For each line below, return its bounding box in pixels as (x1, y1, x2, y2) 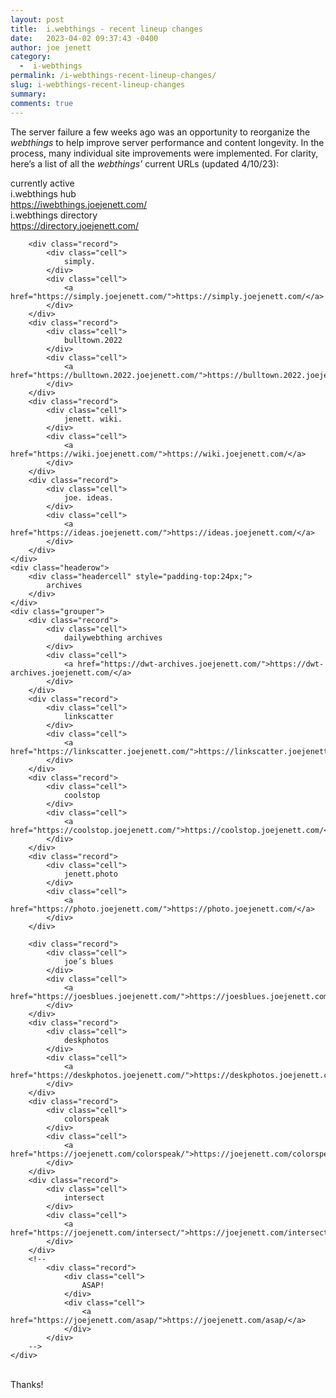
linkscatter (63, 711, 114, 721)
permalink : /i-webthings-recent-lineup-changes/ (10, 71, 217, 81)
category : (10, 52, 52, 62)
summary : (10, 89, 47, 99)
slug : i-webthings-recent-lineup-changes (10, 80, 186, 90)
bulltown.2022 (63, 335, 123, 345)
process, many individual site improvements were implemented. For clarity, (10, 147, 319, 159)
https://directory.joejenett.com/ (10, 219, 140, 231)
